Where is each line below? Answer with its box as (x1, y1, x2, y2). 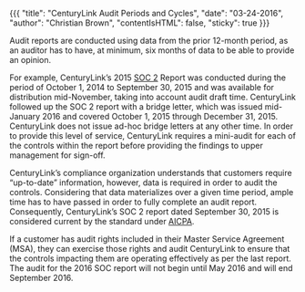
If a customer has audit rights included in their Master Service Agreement (9, 234, 285, 245)
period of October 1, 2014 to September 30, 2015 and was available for (9, 82, 275, 92)
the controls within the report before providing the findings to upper (9, 141, 264, 151)
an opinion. (9, 55, 52, 65)
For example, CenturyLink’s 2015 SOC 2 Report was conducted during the (9, 72, 287, 83)
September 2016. (9, 273, 74, 283)
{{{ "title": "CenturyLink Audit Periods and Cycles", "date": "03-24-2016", (9, 8, 284, 18)
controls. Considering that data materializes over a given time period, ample (9, 187, 294, 197)
